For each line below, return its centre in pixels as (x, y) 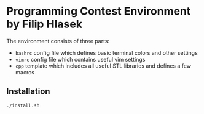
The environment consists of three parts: (58, 41)
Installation (28, 92)
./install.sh (23, 105)
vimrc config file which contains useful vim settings (80, 59)
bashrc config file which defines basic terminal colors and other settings (106, 52)
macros (25, 72)
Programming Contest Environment (99, 11)
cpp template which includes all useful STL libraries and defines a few (103, 66)
